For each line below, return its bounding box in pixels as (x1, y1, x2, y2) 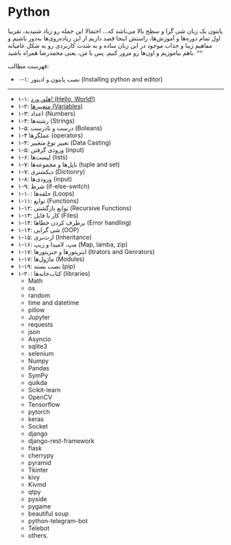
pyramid (27, 458, 52, 466)
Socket (27, 422, 49, 430)
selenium (27, 349, 54, 357)
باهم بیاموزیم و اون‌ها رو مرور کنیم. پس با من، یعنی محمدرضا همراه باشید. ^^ (8, 49, 203, 57)
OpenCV (27, 393, 53, 401)
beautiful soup (27, 509, 69, 518)
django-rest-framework (27, 436, 95, 445)
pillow (27, 305, 45, 314)
